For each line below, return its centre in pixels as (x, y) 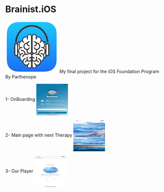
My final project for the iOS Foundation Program (109, 71)
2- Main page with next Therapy (39, 135)
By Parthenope (21, 77)
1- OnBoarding (20, 99)
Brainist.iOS (31, 9)
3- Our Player (19, 171)
